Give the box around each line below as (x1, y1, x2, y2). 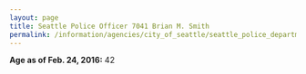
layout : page (9, 13, 59, 23)
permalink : (9, 30, 51, 39)
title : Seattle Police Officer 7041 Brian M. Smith (9, 22, 209, 31)
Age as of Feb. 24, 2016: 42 (9, 55, 116, 66)
